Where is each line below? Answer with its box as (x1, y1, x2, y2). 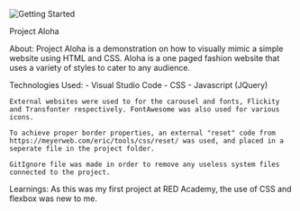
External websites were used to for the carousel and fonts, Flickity (9, 97, 280, 106)
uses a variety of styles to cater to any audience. (9, 63, 191, 73)
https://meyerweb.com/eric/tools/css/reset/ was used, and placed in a (9, 136, 284, 145)
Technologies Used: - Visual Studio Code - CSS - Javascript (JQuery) (9, 80, 268, 90)
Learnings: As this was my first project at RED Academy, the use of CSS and (9, 184, 292, 194)
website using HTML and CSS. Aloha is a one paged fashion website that (9, 53, 280, 63)
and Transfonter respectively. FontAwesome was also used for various (9, 105, 280, 114)
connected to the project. (9, 168, 111, 177)
